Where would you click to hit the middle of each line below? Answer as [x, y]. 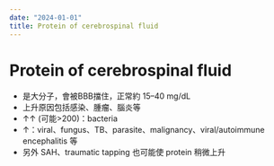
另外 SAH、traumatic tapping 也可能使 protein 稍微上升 [124, 153]
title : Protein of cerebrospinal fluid [84, 26]
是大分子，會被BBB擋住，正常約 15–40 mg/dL [106, 96]
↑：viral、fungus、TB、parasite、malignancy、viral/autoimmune [143, 130]
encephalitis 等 [50, 141]
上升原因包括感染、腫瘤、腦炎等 [81, 108]
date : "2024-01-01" [46, 17]
